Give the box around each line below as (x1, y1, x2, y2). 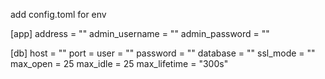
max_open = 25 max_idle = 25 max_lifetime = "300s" (10, 58, 229, 69)
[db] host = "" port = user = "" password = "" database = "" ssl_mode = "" (10, 47, 316, 59)
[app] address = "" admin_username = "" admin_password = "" (10, 28, 270, 39)
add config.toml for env (10, 9, 107, 20)
